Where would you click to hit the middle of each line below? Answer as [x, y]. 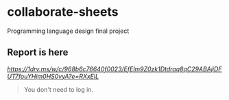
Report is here [38, 52]
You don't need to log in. [59, 89]
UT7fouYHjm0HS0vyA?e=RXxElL [53, 76]
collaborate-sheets [63, 12]
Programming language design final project [68, 31]
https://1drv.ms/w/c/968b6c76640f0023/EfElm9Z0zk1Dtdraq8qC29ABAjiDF [114, 68]
